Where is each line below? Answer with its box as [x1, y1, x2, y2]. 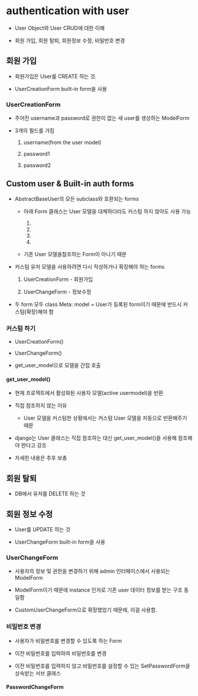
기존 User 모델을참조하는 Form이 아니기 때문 [23, 250, 127, 257]
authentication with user [6, 4, 129, 18]
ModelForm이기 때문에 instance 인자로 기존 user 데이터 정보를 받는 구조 [14, 586, 183, 594]
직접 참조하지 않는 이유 [14, 402, 67, 409]
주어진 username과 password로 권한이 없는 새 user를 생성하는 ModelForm [14, 115, 190, 122]
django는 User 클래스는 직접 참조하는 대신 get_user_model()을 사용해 [14, 434, 177, 442]
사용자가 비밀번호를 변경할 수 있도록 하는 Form [14, 637, 122, 644]
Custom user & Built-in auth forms [6, 179, 134, 189]
